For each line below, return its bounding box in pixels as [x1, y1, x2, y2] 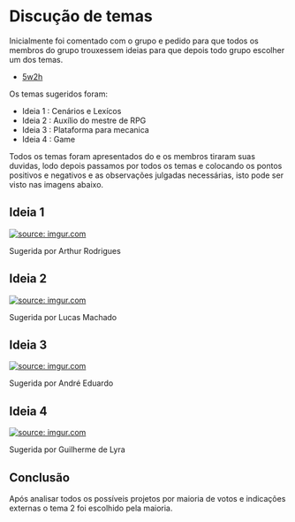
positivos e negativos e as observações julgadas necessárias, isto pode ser [9, 170, 284, 180]
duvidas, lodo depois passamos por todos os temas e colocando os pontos [9, 160, 283, 171]
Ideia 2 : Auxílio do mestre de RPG [21, 115, 147, 126]
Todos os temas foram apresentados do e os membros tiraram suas [9, 150, 256, 161]
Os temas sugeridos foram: [9, 88, 109, 99]
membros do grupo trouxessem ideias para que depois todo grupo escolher [9, 44, 285, 55]
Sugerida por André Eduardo [9, 378, 114, 388]
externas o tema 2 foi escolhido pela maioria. [9, 503, 173, 513]
